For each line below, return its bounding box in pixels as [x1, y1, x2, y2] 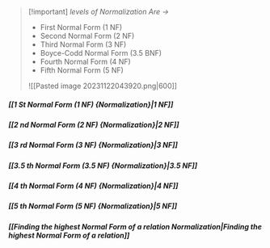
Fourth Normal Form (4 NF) [40, 57, 131, 66]
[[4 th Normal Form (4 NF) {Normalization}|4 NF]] [8, 181, 179, 191]
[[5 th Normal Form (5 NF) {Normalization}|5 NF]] [8, 201, 178, 211]
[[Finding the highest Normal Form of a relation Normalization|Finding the [8, 221, 263, 231]
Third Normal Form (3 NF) [40, 40, 127, 49]
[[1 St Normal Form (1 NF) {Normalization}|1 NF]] [8, 99, 174, 109]
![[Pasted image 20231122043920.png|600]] [27, 81, 178, 90]
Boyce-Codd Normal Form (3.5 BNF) [40, 48, 162, 57]
